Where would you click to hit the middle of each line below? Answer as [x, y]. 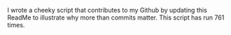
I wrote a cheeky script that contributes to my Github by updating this [107, 10]
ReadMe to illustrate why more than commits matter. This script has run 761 [116, 17]
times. [16, 25]
